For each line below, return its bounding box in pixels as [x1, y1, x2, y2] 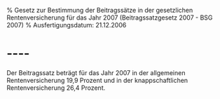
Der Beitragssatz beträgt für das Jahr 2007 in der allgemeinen [6, 68, 186, 77]
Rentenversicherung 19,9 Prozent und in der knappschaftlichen [6, 76, 188, 84]
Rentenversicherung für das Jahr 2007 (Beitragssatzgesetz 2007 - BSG [6, 13, 213, 22]
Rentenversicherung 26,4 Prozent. [6, 84, 106, 92]
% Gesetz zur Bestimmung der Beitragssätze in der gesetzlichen [6, 6, 193, 14]
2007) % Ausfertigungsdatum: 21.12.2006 [6, 21, 127, 29]
